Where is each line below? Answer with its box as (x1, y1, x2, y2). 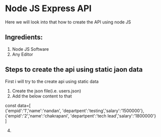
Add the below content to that (12, 93, 72, 99)
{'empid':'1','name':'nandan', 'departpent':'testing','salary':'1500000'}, (5, 108, 144, 114)
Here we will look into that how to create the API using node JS (5, 19, 131, 25)
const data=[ (5, 102, 31, 108)
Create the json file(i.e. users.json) (12, 88, 81, 94)
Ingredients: (5, 33, 43, 41)
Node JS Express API (5, 3, 92, 14)
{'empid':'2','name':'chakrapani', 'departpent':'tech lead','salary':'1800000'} (5, 113, 157, 118)
